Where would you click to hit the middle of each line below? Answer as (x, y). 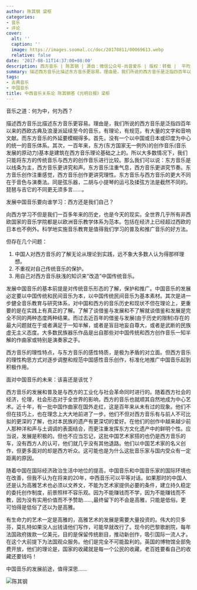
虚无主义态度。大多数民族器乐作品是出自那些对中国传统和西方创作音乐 (91, 332)
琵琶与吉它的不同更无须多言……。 (47, 189)
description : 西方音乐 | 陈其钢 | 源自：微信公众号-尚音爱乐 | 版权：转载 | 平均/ (100, 66)
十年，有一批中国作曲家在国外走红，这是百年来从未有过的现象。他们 (103, 406)
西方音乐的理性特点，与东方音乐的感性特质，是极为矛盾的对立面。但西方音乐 (98, 352)
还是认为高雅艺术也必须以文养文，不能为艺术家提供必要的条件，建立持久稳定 (98, 485)
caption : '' (26, 45)
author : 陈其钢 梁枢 (29, 11)
